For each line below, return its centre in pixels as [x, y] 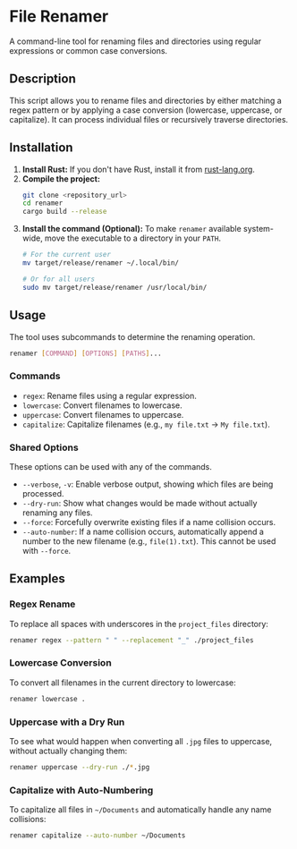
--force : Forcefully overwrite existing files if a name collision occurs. [148, 522]
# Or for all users [59, 279]
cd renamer [42, 203]
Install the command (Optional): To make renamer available [132, 229]
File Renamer [59, 17]
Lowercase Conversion [60, 663]
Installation [41, 148]
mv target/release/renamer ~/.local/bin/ [100, 263]
